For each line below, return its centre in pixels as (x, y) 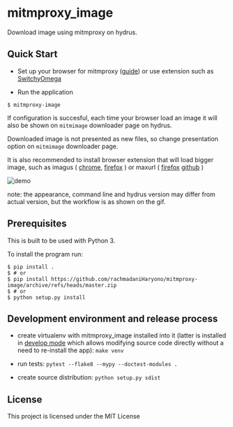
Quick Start (32, 54)
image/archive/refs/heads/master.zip (62, 285)
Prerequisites (37, 224)
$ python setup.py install (46, 297)
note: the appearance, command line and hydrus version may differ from (112, 194)
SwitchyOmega (39, 78)
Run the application (45, 92)
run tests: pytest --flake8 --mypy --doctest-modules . (97, 364)
